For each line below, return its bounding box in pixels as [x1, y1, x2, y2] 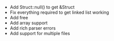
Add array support [9, 20, 48, 26]
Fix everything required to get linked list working [9, 9, 110, 15]
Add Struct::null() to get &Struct [9, 4, 75, 10]
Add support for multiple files [9, 31, 70, 36]
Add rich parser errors [9, 25, 56, 31]
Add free [9, 15, 28, 20]
